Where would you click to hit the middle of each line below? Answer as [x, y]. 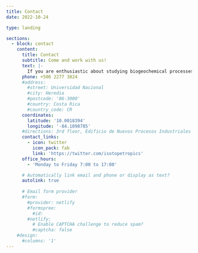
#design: [27, 236]
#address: [34, 82]
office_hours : [39, 159]
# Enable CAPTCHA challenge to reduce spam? [88, 225]
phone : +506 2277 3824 [49, 77]
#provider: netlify [51, 202]
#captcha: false [52, 230]
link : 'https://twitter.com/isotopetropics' [88, 153]
